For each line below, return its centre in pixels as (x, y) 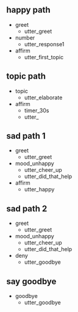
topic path (26, 76)
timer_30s (37, 110)
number (25, 37)
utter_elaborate (43, 97)
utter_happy (39, 190)
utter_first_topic (44, 57)
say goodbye (31, 281)
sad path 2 (27, 209)
